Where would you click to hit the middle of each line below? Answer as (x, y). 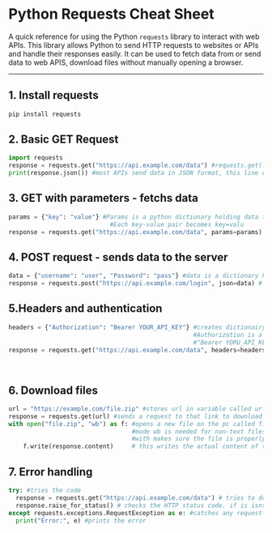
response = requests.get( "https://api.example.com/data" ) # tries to (135, 498)
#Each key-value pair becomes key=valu (177, 224)
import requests (36, 158)
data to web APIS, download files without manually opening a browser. (126, 62)
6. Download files (53, 390)
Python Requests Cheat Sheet (111, 14)
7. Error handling (51, 472)
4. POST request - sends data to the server (118, 257)
